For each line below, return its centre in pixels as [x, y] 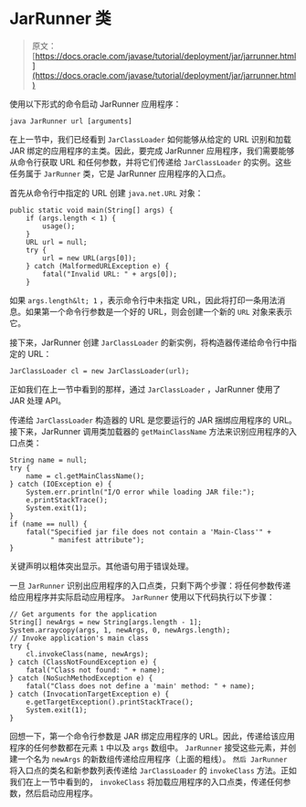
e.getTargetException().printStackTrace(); [110, 702]
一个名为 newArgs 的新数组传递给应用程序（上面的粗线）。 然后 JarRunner [152, 759]
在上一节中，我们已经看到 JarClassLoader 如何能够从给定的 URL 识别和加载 [151, 139]
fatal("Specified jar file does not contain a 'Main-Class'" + [149, 532]
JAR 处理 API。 [38, 400]
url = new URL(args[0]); [90, 258]
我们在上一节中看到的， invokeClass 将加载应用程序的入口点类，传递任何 [146, 781]
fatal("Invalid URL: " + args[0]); [110, 274]
